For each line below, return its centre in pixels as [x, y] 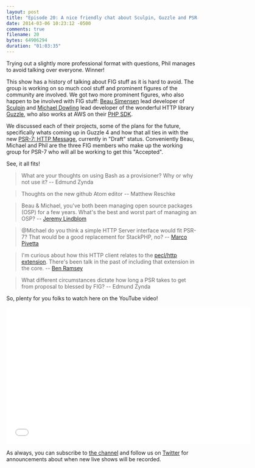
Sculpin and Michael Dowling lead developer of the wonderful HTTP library [100, 107]
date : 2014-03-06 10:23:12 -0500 [49, 23]
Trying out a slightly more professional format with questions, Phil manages [101, 63]
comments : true [26, 29]
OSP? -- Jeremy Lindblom [54, 218]
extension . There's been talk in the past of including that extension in [108, 261]
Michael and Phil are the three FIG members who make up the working [95, 145]
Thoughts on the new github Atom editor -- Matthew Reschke [98, 193]
